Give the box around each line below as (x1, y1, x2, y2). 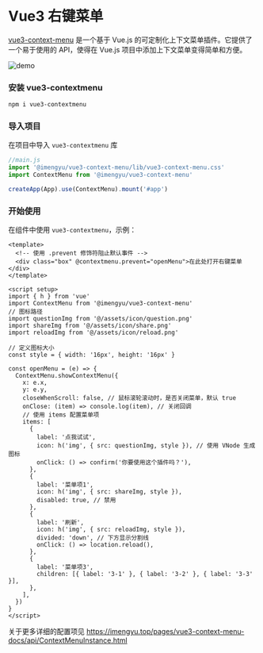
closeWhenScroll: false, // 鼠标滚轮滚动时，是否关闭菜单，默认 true (22, 394, 236, 402)
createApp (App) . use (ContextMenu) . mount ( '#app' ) (8, 186, 169, 194)
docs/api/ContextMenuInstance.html (8, 636, 128, 645)
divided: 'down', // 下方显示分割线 (36, 534, 149, 542)
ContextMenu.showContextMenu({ (15, 372, 119, 380)
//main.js (8, 156, 41, 164)
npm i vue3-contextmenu (8, 101, 87, 109)
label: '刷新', (36, 519, 85, 527)
